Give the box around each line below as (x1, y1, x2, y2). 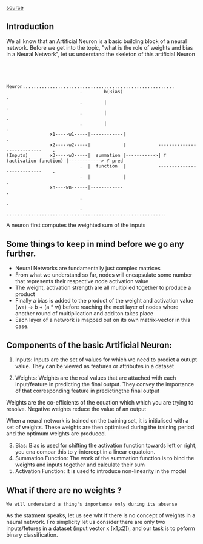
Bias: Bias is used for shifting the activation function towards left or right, (15, 442, 197, 449)
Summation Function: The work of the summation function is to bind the (15, 455, 195, 462)
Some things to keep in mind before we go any (6, 239, 184, 249)
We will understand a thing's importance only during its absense (6, 502, 178, 508)
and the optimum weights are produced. (6, 430, 107, 437)
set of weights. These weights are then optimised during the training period (6, 423, 195, 431)
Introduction (6, 21, 55, 32)
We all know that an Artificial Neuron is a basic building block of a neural (6, 38, 187, 45)
